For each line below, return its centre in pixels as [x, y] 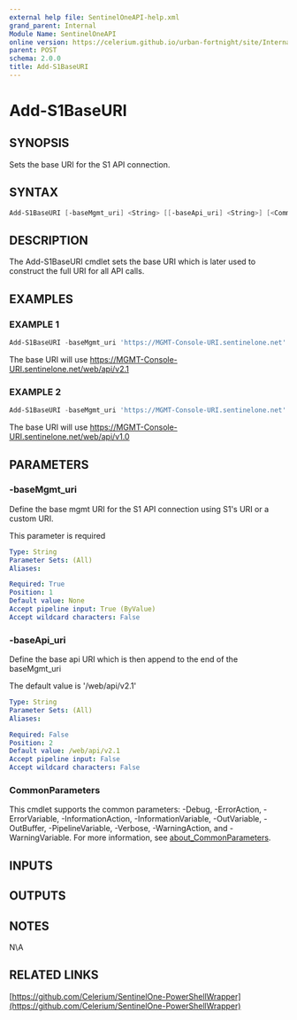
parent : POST [33, 51]
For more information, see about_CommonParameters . [172, 837]
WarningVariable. [41, 837]
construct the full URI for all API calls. [77, 271]
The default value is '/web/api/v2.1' [73, 686]
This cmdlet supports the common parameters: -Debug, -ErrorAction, [136, 810]
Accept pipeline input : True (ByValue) [83, 609]
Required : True [37, 584]
